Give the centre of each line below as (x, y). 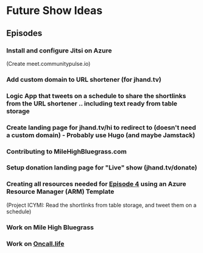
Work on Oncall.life (35, 243)
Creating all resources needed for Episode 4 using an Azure (96, 184)
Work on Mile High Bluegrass (50, 227)
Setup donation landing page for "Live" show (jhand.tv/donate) (102, 168)
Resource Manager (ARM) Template (60, 191)
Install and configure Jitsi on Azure (59, 51)
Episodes (24, 33)
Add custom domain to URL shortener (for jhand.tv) (84, 79)
